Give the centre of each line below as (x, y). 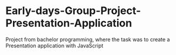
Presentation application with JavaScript (54, 46)
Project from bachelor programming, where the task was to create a (88, 39)
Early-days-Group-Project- (73, 11)
